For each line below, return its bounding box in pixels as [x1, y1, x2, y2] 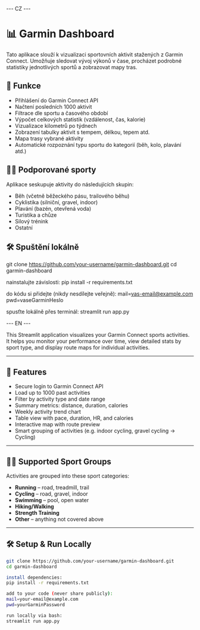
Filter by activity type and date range [14, 395, 105, 402]
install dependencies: [6, 574, 62, 580]
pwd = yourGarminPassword [6, 602, 65, 608]
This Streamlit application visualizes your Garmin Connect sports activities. [6, 331, 190, 339]
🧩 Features [6, 367, 47, 377]
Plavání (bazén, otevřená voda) [14, 205, 92, 212]
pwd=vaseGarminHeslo [6, 297, 64, 304]
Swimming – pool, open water [14, 497, 89, 503]
